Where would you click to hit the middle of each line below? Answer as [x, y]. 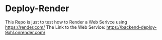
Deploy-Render [37, 9]
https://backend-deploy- [131, 27]
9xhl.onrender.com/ [25, 32]
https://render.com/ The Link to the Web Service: [55, 27]
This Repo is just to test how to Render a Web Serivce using [66, 22]
